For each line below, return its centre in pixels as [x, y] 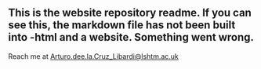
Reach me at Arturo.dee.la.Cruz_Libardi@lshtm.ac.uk [93, 56]
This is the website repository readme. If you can [130, 13]
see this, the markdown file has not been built [122, 25]
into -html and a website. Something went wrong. [131, 37]
